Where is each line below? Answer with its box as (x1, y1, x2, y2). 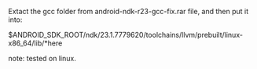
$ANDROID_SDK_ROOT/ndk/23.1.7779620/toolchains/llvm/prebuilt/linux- (8, 31, 244, 39)
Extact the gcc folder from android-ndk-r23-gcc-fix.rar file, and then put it (8, 7, 249, 16)
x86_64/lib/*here (8, 38, 63, 48)
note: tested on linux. (8, 54, 76, 63)
